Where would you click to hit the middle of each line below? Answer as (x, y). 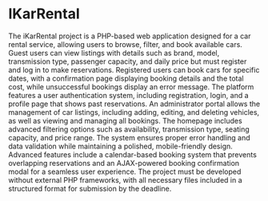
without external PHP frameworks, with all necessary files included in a (125, 179)
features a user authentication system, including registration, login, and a (129, 95)
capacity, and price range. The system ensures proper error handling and (129, 137)
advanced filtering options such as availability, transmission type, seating (129, 129)
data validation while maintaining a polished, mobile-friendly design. (121, 146)
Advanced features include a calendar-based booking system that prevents (133, 154)
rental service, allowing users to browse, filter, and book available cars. (125, 44)
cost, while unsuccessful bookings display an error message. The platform (131, 87)
